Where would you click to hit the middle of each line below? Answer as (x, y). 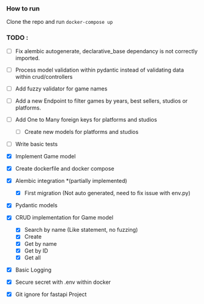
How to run (23, 9)
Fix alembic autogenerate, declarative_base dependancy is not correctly (106, 51)
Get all (32, 258)
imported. (28, 58)
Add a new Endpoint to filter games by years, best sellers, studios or (101, 101)
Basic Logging (33, 270)
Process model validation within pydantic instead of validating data (100, 70)
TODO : (17, 38)
